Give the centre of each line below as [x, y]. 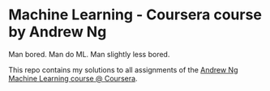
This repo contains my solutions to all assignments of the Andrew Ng [123, 69]
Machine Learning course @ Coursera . [73, 78]
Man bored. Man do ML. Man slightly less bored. [89, 54]
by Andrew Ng [58, 32]
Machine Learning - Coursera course [135, 15]
